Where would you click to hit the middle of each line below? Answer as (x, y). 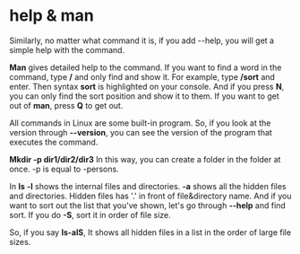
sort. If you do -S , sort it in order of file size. (90, 215)
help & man (51, 16)
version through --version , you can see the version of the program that (141, 132)
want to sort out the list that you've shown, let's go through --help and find (148, 205)
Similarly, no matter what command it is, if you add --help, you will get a (142, 40)
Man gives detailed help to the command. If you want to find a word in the (146, 67)
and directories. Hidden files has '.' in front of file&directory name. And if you (150, 196)
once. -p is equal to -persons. (64, 169)
